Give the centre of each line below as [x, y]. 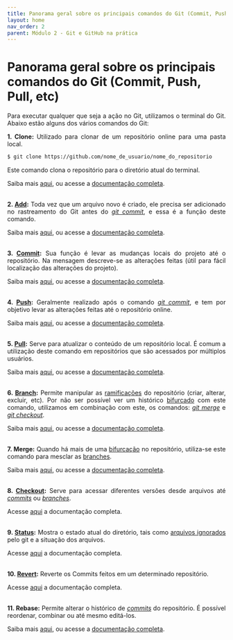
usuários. [20, 358]
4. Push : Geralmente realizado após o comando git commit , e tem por [116, 302]
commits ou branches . [39, 498]
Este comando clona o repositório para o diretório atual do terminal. [104, 170]
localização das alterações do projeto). [63, 268]
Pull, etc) [33, 97]
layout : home [26, 20]
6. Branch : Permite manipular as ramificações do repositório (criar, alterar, [116, 393]
